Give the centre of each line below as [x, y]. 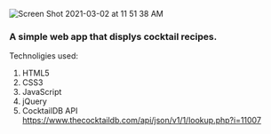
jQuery [34, 101]
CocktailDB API [50, 111]
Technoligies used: [44, 56]
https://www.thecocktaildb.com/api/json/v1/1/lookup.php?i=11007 [142, 121]
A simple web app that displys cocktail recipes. [113, 36]
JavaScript [42, 92]
